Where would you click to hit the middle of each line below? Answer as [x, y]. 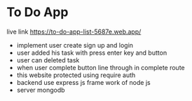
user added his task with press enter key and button [92, 53]
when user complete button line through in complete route [101, 67]
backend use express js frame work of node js [84, 82]
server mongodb [41, 90]
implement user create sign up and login [75, 45]
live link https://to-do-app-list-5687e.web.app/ [74, 32]
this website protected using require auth [76, 75]
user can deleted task [48, 60]
